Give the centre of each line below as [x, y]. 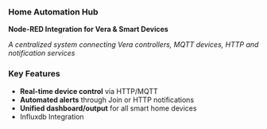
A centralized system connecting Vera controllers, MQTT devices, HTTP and [133, 45]
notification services [42, 53]
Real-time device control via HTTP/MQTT [89, 91]
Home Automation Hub [53, 12]
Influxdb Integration [52, 116]
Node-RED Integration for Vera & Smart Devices [88, 29]
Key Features [35, 74]
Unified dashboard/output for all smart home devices [108, 108]
